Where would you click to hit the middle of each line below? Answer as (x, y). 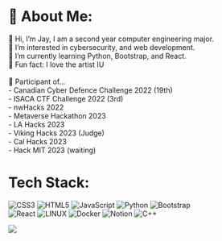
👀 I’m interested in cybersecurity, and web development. (102, 47)
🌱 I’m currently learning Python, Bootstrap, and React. (97, 56)
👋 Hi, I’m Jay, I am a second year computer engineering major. (111, 39)
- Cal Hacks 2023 (37, 141)
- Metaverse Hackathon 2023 (57, 115)
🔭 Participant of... (37, 81)
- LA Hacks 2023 (37, 124)
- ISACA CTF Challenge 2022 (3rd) (66, 98)
